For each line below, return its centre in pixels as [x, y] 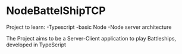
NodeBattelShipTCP [56, 11]
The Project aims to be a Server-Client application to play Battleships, [91, 38]
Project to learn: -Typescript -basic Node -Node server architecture [89, 27]
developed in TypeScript [36, 45]
